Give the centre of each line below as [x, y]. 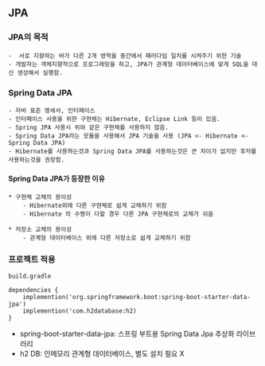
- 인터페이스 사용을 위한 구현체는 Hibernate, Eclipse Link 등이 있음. [114, 119]
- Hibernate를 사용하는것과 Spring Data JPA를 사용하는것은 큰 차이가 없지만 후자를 [132, 151]
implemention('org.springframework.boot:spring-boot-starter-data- [136, 298]
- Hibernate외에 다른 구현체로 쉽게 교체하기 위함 [95, 206]
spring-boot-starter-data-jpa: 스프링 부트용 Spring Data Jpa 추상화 [127, 334]
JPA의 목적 [29, 37]
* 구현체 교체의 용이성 [40, 197]
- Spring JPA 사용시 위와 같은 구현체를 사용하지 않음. [88, 127]
